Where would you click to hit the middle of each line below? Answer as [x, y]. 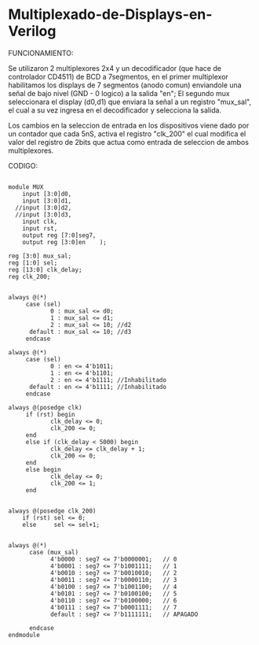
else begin [43, 469]
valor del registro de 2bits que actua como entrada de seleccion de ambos [129, 142]
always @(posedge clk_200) [52, 511]
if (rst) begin [51, 414]
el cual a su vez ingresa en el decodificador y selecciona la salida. [115, 110]
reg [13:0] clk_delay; [45, 269]
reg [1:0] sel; [33, 263]
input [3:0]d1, [47, 201]
